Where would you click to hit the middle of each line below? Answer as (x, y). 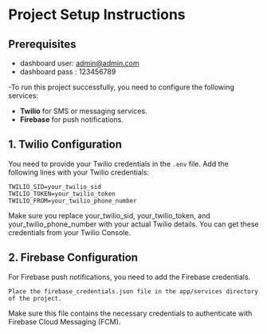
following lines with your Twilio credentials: (79, 172)
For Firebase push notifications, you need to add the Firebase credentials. (130, 277)
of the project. (35, 298)
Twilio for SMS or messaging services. (83, 111)
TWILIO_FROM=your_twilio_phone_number (73, 201)
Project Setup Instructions (97, 15)
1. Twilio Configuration (65, 145)
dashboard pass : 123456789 (68, 72)
